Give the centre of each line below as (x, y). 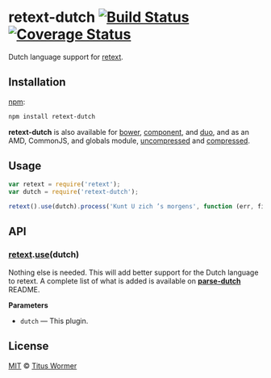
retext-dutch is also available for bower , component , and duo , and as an (129, 132)
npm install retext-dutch (52, 116)
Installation (37, 82)
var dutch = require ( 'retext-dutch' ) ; (73, 192)
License (29, 346)
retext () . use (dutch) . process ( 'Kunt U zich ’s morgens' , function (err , (131, 207)
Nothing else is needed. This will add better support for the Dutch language (133, 272)
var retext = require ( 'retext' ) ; (65, 185)
